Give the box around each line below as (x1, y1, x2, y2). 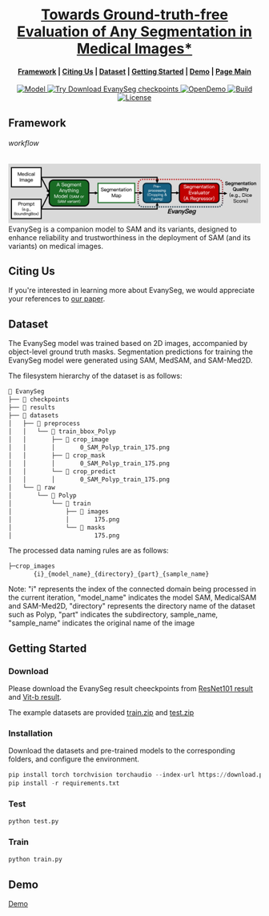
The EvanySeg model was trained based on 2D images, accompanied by (8, 339, 248, 348)
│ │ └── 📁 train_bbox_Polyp (8, 428, 116, 436)
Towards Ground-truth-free (41, 6, 228, 24)
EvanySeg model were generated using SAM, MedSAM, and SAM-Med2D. (8, 356, 253, 365)
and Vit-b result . (8, 692, 62, 701)
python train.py (8, 855, 62, 864)
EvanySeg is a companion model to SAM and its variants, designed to (8, 224, 238, 234)
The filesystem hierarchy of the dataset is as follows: (8, 371, 183, 381)
